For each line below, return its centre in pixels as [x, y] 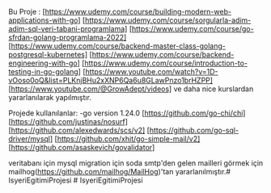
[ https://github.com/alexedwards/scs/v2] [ [79, 130]
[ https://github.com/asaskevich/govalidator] [82, 147]
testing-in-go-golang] [44, 71]
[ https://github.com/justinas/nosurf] [68, 122]
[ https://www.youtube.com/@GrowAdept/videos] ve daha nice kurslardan [131, 89]
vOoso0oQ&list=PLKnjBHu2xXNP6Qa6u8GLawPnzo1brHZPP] [110, 80]
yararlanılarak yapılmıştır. [50, 97]
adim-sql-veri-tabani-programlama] [68, 29]
